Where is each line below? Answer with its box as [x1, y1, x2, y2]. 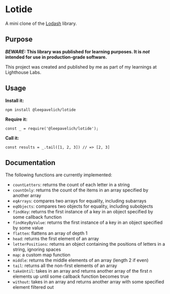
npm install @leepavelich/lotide [5, 107, 76, 112]
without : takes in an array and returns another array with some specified [12, 279, 164, 285]
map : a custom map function [12, 252, 71, 258]
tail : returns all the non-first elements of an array [12, 263, 118, 269]
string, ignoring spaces [12, 246, 61, 252]
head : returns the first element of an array [12, 236, 99, 242]
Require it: [5, 116, 28, 122]
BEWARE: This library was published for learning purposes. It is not [5, 48, 150, 54]
